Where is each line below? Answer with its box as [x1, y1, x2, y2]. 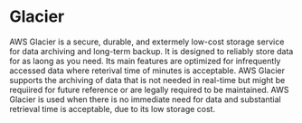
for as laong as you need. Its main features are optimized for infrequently [9, 55, 281, 66]
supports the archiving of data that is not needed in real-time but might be [9, 74, 286, 85]
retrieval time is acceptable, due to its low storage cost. [9, 103, 215, 114]
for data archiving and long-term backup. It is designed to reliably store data [9, 45, 294, 56]
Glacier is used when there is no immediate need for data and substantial [9, 93, 282, 105]
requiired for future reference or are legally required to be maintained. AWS [9, 84, 289, 95]
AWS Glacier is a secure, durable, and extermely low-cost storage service [9, 36, 285, 47]
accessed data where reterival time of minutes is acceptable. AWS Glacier [9, 65, 285, 76]
